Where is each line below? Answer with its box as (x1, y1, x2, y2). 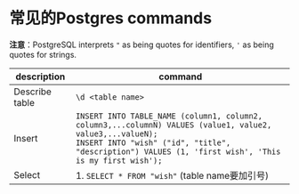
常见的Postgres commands (9, 8, 212, 28)
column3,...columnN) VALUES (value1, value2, (75, 119, 272, 130)
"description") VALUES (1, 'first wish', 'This (75, 146, 281, 157)
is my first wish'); (75, 155, 163, 166)
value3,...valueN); (75, 128, 158, 139)
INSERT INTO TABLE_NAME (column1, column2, (75, 110, 263, 121)
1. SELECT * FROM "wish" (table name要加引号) (75, 169, 270, 182)
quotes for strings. (9, 49, 77, 60)
